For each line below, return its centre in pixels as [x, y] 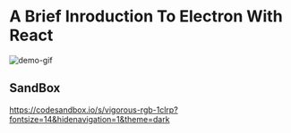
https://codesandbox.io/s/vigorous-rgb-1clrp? [94, 110]
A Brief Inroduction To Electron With [146, 17]
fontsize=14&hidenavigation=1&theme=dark [90, 119]
